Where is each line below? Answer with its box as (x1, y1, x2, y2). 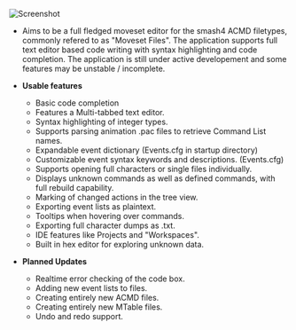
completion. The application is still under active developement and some (21, 54, 287, 64)
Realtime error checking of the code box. (35, 273, 185, 284)
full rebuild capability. (35, 183, 114, 192)
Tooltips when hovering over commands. (35, 211, 184, 221)
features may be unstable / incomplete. (21, 63, 166, 74)
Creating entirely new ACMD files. (35, 293, 160, 302)
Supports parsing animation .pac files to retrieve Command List (35, 126, 267, 137)
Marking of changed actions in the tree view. (35, 192, 199, 202)
